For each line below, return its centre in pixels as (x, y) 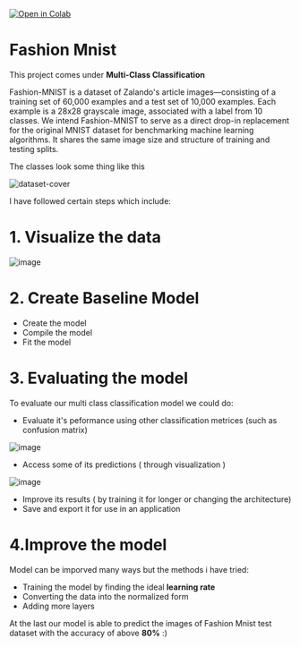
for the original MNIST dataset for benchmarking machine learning (132, 130)
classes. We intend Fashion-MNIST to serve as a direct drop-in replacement (149, 120)
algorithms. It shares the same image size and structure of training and (140, 140)
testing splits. (34, 149)
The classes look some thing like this (77, 166)
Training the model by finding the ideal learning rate (119, 587)
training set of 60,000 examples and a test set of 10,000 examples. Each (142, 101)
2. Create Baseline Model (104, 298)
